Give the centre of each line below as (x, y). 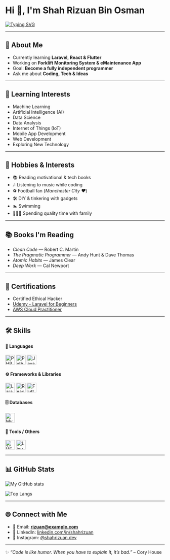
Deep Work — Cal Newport (41, 266)
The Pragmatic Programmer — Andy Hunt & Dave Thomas (73, 255)
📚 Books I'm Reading (40, 235)
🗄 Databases (19, 403)
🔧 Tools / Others (23, 432)
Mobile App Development (39, 134)
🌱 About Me (24, 45)
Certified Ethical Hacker (37, 299)
